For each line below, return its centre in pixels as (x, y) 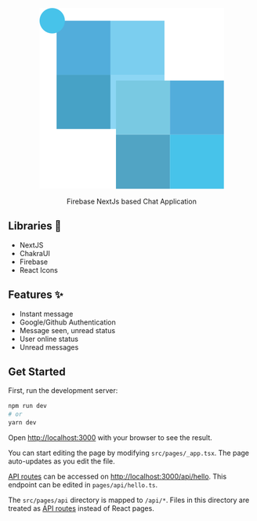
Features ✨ (36, 295)
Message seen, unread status (67, 330)
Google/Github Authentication (67, 322)
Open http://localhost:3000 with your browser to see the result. (110, 438)
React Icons (39, 270)
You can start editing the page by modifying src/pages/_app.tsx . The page (128, 453)
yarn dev (22, 423)
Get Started (37, 372)
